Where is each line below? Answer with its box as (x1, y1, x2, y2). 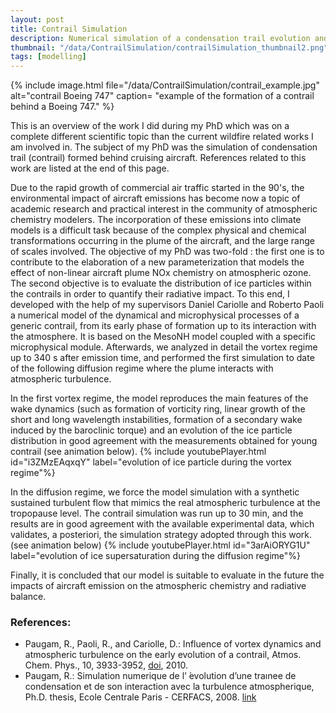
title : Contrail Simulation (10, 24, 128, 34)
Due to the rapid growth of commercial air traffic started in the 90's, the (10, 182, 305, 194)
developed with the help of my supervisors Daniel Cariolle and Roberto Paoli (10, 299, 325, 311)
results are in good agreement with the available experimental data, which (10, 518, 315, 530)
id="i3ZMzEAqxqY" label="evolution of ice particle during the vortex (10, 456, 292, 468)
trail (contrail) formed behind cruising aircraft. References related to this (10, 152, 307, 164)
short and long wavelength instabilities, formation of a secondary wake (10, 414, 303, 426)
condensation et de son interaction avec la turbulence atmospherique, (24, 681, 315, 693)
